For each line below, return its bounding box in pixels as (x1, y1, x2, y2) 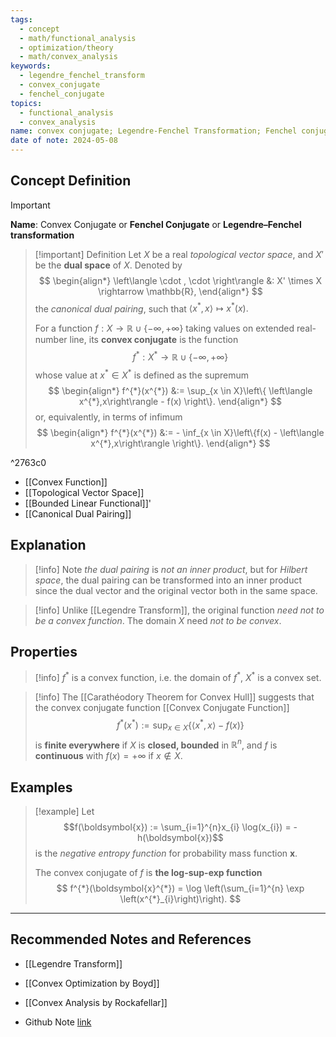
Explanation (10, 537, 87, 554)
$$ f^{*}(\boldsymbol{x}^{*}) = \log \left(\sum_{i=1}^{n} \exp (56, 882, 305, 894)
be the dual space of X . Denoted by (34, 259, 183, 271)
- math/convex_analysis (19, 52, 118, 62)
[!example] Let (34, 805, 95, 817)
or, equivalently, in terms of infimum (34, 411, 183, 423)
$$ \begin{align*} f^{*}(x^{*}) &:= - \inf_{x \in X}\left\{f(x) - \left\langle (36, 426, 325, 438)
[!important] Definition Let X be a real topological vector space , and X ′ (34, 248, 324, 260)
